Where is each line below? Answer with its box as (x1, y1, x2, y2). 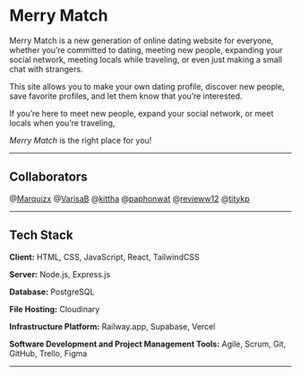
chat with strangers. (9, 64, 83, 74)
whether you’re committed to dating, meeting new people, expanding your (9, 44, 283, 55)
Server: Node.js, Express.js (9, 268, 111, 279)
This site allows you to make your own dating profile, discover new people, (9, 81, 285, 92)
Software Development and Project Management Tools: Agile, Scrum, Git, (9, 338, 287, 349)
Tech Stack (9, 228, 73, 243)
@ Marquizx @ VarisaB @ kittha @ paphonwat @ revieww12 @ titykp (9, 193, 250, 204)
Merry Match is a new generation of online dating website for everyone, (9, 35, 274, 46)
